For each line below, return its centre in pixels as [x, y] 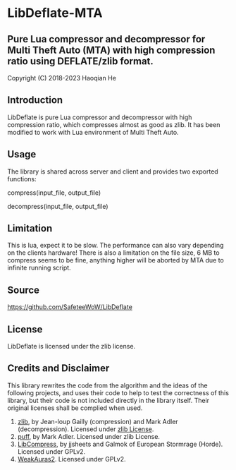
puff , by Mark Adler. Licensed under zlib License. [89, 436]
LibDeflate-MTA [55, 13]
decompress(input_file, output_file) [58, 206]
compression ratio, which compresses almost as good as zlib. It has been [114, 124]
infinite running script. [39, 268]
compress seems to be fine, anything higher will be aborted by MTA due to [116, 260]
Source [24, 290]
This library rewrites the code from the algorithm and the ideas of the [107, 385]
